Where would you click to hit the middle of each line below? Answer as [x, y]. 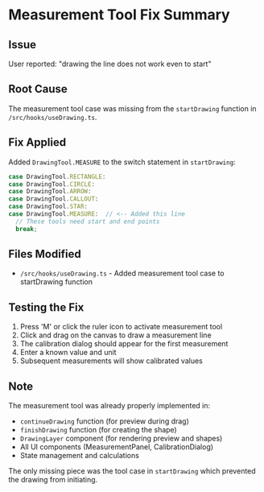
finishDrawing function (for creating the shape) [98, 430]
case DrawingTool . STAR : [48, 207]
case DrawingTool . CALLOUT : [54, 199]
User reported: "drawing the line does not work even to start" [110, 64]
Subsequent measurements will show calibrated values [111, 361]
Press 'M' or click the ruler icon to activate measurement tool [121, 327]
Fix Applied [37, 143]
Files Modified [45, 254]
